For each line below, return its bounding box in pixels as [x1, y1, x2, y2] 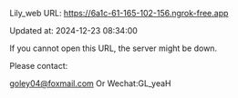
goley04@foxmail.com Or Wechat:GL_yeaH [9, 78, 171, 89]
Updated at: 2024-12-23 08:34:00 [9, 25, 139, 35]
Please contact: [9, 61, 68, 71]
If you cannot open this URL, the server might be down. [9, 43, 217, 54]
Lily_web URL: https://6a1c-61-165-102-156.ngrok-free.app [9, 8, 229, 18]
